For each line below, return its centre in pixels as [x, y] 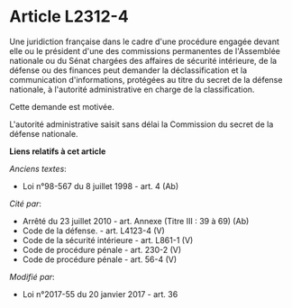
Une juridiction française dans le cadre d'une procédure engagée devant [144, 41]
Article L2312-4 [69, 17]
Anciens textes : [38, 168]
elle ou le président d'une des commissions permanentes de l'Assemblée [145, 50]
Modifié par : [32, 276]
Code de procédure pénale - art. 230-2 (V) [102, 249]
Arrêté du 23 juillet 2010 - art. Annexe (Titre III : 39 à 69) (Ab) [136, 221]
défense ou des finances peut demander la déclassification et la [128, 70]
